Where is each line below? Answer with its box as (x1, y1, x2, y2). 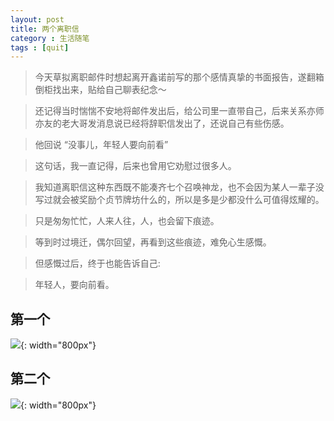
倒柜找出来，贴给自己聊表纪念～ (34, 84, 167, 96)
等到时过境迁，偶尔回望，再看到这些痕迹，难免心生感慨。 (34, 236, 272, 248)
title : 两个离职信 (10, 24, 80, 34)
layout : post (10, 14, 65, 25)
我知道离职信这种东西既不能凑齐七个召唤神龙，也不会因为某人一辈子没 (34, 181, 325, 193)
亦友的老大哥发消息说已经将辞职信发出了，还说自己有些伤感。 (34, 117, 290, 130)
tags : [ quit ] (10, 42, 70, 53)
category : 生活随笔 (10, 33, 90, 43)
